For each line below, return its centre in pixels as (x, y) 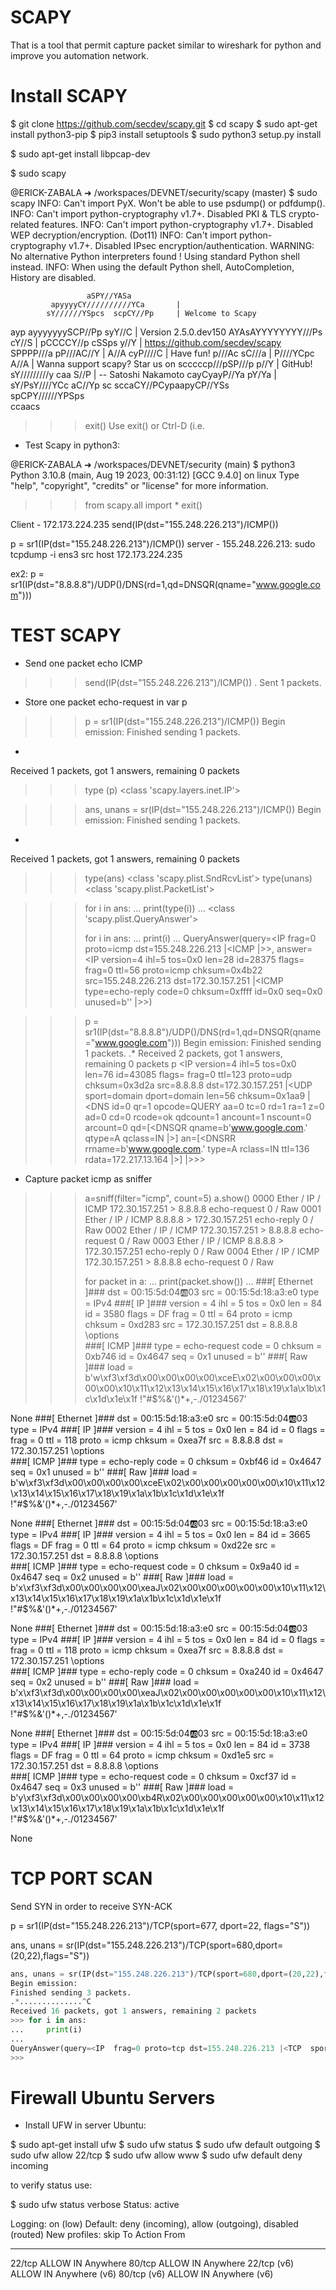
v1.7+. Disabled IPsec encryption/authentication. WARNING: (191, 245)
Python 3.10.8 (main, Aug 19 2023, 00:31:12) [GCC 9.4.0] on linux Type (155, 475)
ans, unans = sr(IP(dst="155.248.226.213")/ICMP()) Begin (203, 809)
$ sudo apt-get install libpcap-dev (80, 153)
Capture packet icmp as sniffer (88, 1178)
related (25, 224)
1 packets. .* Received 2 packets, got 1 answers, (183, 1053)
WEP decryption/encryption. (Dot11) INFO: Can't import (124, 235)
